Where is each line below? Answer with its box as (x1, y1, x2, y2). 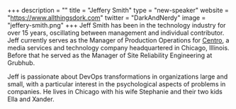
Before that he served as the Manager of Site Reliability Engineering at (7, 51, 213, 59)
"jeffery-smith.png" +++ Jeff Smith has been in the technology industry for (7, 21, 226, 29)
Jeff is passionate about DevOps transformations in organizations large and (7, 72, 228, 81)
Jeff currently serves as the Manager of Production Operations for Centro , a (7, 36, 230, 45)
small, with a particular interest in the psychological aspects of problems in (7, 80, 226, 88)
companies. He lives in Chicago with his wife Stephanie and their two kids (7, 88, 223, 96)
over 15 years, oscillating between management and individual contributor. (7, 28, 225, 37)
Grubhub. (7, 59, 35, 67)
